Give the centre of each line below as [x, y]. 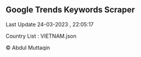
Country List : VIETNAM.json [41, 36]
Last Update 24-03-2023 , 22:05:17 [50, 24]
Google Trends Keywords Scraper [70, 10]
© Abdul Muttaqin [28, 47]
